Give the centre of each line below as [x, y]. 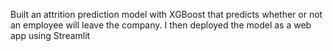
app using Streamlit [50, 35]
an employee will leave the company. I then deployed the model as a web [161, 25]
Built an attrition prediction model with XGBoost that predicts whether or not [166, 14]
